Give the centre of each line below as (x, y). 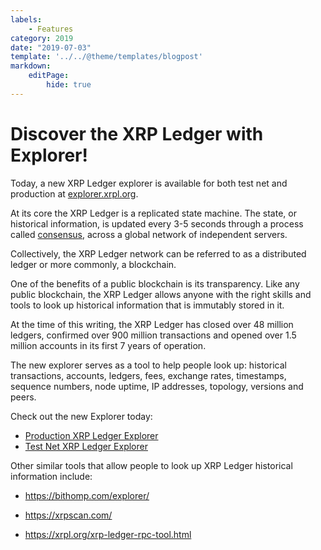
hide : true (69, 85)
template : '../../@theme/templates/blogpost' (106, 57)
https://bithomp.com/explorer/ (87, 495)
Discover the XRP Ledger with (137, 133)
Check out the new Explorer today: (81, 416)
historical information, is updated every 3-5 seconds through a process (157, 223)
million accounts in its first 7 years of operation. (108, 345)
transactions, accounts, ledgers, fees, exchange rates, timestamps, (148, 375)
